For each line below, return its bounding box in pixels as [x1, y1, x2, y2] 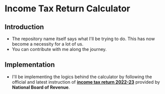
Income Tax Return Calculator [4, 3, 131, 14]
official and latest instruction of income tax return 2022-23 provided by [11, 79, 160, 85]
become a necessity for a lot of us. [11, 41, 84, 47]
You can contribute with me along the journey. [11, 47, 107, 52]
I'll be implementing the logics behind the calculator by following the [11, 74, 153, 80]
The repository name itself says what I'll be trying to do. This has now [11, 36, 155, 42]
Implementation [4, 60, 55, 69]
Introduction [4, 23, 44, 31]
